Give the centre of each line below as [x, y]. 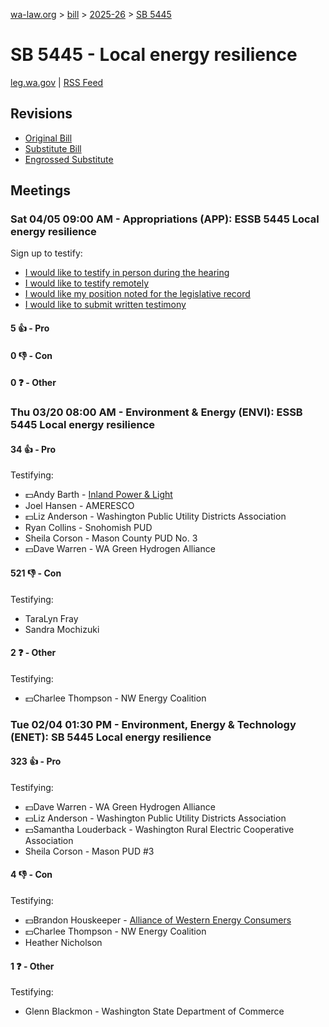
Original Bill [48, 138]
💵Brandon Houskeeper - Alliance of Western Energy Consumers [158, 920]
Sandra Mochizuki [62, 629]
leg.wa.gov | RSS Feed [57, 82]
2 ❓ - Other [33, 653]
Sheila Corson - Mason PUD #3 [89, 851]
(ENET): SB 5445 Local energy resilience [111, 737]
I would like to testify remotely [87, 283]
